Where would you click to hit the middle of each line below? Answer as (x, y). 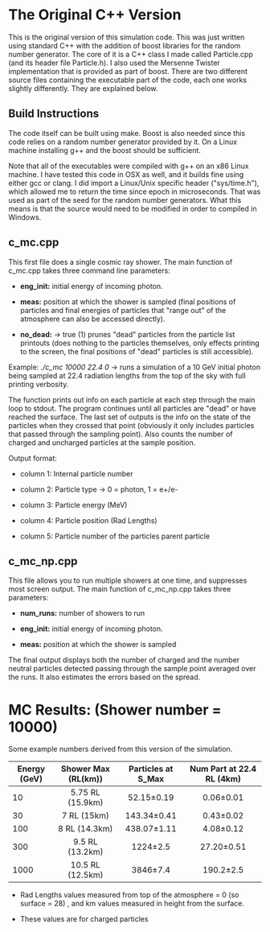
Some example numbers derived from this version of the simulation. (121, 749)
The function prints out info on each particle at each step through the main (132, 399)
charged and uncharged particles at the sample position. (102, 442)
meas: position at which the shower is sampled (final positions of (128, 301)
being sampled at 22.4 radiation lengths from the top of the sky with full (127, 375)
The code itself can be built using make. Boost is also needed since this (127, 133)
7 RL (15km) (86, 816)
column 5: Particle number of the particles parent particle (115, 536)
